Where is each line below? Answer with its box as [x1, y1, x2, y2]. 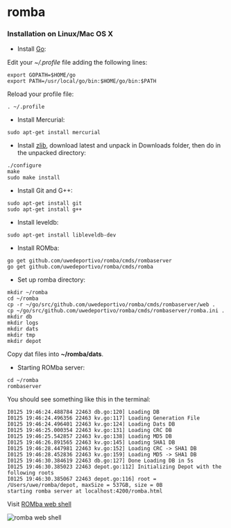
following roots [7, 470, 54, 477]
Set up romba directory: [17, 275, 85, 284]
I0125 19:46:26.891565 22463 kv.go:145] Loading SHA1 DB [7, 439, 176, 446]
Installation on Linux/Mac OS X [7, 29, 113, 39]
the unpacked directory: [17, 149, 87, 157]
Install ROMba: [17, 244, 60, 253]
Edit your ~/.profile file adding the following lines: [7, 58, 148, 67]
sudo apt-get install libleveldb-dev [7, 232, 117, 239]
